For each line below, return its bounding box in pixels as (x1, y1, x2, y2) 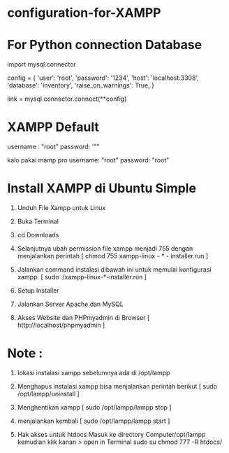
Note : (7, 345, 43, 361)
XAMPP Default (7, 119, 100, 135)
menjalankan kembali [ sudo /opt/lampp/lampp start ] (17, 417, 170, 425)
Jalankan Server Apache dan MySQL (17, 300, 124, 308)
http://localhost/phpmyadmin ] (17, 321, 105, 329)
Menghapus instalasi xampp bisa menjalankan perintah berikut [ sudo (17, 382, 218, 390)
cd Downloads (17, 231, 59, 239)
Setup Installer (17, 286, 59, 295)
